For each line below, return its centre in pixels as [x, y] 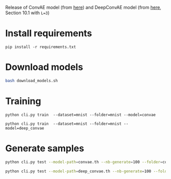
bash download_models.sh [32, 81]
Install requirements [49, 33]
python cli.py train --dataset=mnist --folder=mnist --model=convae [81, 115]
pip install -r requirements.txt [41, 47]
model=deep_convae [25, 128]
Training [23, 101]
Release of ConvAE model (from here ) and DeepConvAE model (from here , [83, 7]
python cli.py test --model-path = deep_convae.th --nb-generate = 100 [78, 171]
